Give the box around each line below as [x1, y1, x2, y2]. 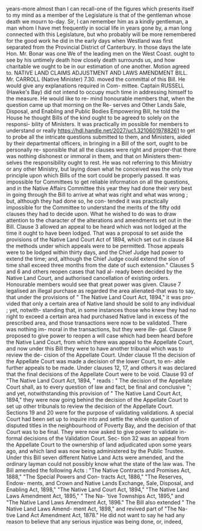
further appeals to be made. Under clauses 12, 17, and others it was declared [6, 364, 197, 371]
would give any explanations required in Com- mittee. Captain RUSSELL [6, 82, 185, 89]
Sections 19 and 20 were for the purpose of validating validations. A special [6, 409, 194, 416]
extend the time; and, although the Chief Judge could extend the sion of [6, 255, 186, 262]
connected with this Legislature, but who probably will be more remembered [6, 31, 196, 38]
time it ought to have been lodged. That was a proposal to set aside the [6, 229, 183, 237]
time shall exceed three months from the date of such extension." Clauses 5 [6, 262, 195, 269]
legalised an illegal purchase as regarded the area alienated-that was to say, [6, 287, 196, 294]
